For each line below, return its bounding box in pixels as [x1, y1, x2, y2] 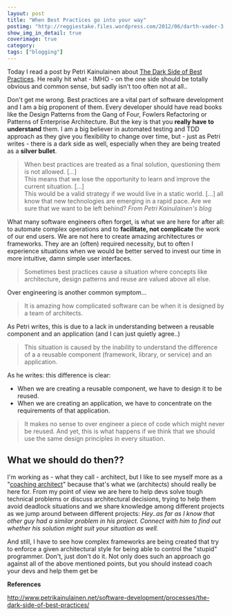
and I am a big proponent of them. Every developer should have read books [7, 103, 222, 111]
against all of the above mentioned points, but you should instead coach [7, 559, 213, 568]
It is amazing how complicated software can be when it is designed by [23, 301, 224, 310]
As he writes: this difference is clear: [7, 370, 111, 379]
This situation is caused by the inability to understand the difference [23, 343, 218, 351]
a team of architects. [23, 308, 83, 317]
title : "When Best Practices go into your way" [7, 17, 147, 23]
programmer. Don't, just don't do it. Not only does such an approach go [7, 552, 211, 560]
